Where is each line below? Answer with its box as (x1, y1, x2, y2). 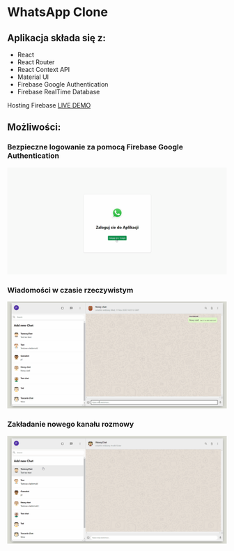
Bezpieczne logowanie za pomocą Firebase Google (7, 142, 183, 152)
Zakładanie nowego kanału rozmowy (7, 420, 134, 429)
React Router (17, 58, 55, 66)
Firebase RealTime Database (17, 88, 100, 96)
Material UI (17, 73, 49, 81)
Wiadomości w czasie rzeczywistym (7, 285, 134, 295)
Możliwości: (7, 122, 61, 133)
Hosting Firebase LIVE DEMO (7, 101, 91, 109)
